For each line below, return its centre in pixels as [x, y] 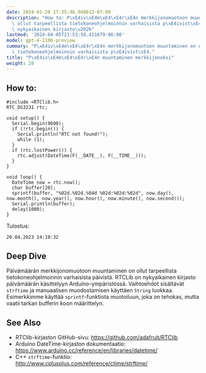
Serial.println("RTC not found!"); [63, 134]
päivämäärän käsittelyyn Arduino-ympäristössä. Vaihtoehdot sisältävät [95, 284]
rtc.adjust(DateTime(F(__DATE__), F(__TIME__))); [82, 156]
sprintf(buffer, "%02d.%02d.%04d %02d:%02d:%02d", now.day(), [93, 194]
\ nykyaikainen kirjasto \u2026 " [53, 29]
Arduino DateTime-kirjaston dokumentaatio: [70, 344]
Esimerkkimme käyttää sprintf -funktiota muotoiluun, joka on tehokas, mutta [103, 297]
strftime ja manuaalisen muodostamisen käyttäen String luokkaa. [90, 290]
